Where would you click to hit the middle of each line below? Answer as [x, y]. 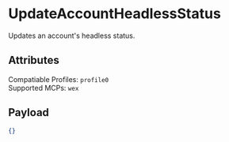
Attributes [34, 60]
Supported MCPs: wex [44, 88]
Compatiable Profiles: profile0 [59, 79]
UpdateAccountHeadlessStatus [115, 14]
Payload [29, 112]
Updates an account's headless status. [72, 35]
